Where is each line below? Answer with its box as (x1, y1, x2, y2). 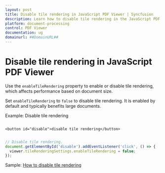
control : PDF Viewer (5, 26, 48, 31)
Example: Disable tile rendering (5, 112, 69, 119)
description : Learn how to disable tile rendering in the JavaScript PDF (5, 16, 161, 21)
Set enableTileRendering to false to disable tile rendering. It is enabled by (5, 97, 156, 104)
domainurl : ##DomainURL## (5, 35, 58, 40)
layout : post (5, 7, 32, 12)
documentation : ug (5, 30, 43, 35)
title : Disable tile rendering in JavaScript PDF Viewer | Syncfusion (5, 12, 154, 17)
